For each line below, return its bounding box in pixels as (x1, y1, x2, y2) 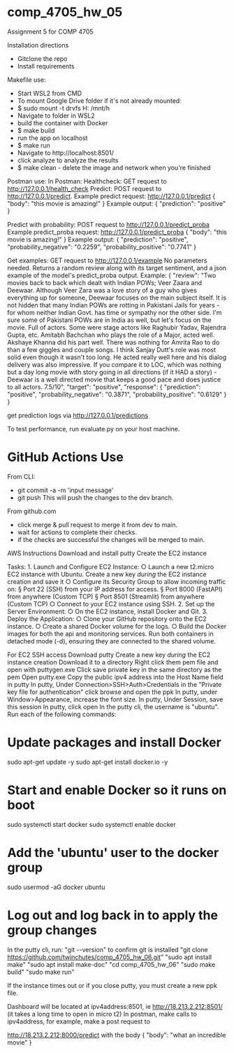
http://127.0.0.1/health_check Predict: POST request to (7, 184, 162, 193)
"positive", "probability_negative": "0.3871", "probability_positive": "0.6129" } (7, 390, 227, 398)
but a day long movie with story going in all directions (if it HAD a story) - (7, 368, 217, 376)
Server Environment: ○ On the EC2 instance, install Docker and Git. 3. (7, 607, 208, 615)
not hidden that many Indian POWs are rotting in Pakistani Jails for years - (7, 300, 220, 309)
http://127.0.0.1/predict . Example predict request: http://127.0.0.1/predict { (7, 192, 215, 200)
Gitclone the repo (17, 54, 68, 63)
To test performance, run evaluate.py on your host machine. (7, 424, 180, 433)
